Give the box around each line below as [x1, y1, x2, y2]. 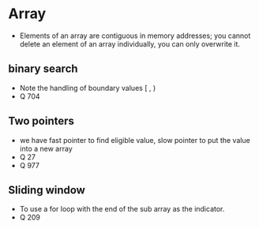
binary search [8, 62, 78, 76]
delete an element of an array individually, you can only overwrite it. [19, 39, 241, 48]
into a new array [19, 144, 73, 153]
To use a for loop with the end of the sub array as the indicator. [19, 205, 225, 214]
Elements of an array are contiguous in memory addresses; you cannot [19, 31, 251, 40]
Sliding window [8, 183, 85, 197]
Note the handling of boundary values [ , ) [19, 83, 156, 92]
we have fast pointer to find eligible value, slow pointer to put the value [19, 135, 250, 145]
